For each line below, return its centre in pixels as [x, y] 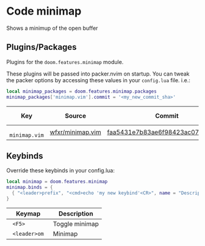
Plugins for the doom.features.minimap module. [65, 61]
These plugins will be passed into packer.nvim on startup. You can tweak [98, 74]
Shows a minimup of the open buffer [52, 28]
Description [76, 213]
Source [76, 116]
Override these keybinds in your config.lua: [60, 170]
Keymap [28, 213]
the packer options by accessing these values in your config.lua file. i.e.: [98, 80]
